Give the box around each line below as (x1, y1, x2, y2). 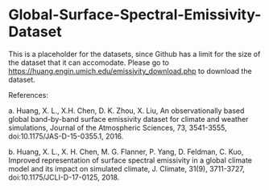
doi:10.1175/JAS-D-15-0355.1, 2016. (8, 131, 124, 141)
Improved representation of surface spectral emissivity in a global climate (8, 155, 252, 165)
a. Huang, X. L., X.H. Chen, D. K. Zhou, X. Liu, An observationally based (8, 106, 245, 115)
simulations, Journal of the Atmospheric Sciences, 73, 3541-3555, (8, 123, 227, 132)
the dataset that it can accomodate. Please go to (8, 58, 169, 67)
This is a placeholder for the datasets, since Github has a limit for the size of (8, 49, 261, 59)
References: (8, 90, 48, 99)
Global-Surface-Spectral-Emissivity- (8, 6, 262, 24)
